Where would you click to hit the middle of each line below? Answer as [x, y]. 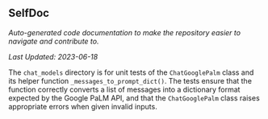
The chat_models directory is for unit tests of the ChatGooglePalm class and [131, 72]
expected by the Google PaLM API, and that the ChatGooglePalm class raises [134, 98]
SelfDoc [29, 13]
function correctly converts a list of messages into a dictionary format [124, 89]
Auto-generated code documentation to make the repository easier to [124, 32]
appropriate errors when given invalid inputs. [83, 106]
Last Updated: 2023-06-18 [53, 56]
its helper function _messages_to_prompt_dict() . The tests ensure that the [130, 80]
